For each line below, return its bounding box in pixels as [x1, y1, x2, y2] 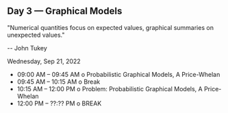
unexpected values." [7, 31, 65, 39]
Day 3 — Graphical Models [7, 5, 123, 17]
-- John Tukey [7, 44, 48, 52]
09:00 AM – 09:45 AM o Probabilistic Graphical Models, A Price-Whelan [16, 70, 220, 78]
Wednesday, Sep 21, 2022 [7, 57, 81, 65]
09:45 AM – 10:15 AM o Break [16, 78, 101, 86]
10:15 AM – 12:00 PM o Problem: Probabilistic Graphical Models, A [16, 84, 203, 93]
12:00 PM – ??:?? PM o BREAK [16, 99, 102, 108]
